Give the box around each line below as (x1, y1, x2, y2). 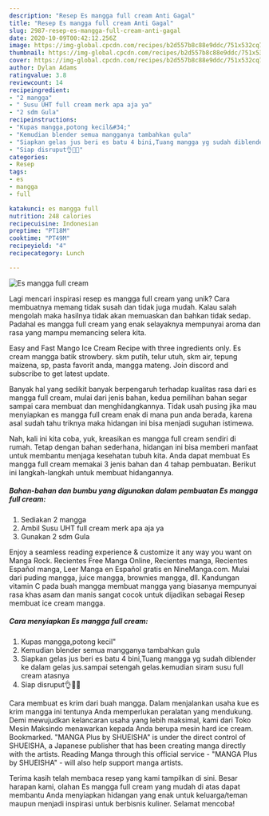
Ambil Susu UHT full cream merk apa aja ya (20, 523, 164, 533)
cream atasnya (20, 670, 70, 680)
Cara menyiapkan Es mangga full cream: (9, 617, 148, 626)
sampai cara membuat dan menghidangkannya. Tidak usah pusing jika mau (9, 401, 258, 410)
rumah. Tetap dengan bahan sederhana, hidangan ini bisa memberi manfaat (9, 442, 259, 452)
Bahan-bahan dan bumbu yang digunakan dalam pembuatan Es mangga (9, 486, 259, 496)
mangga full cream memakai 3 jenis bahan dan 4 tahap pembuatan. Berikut (9, 459, 256, 469)
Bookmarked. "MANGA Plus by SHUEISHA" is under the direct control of (9, 732, 247, 742)
